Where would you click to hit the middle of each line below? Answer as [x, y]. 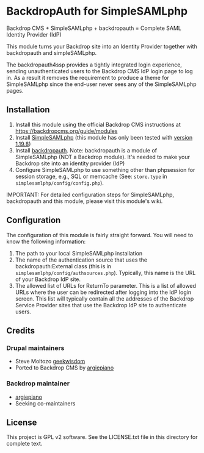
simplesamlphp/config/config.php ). [59, 183]
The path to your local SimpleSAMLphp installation [79, 253]
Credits [21, 330]
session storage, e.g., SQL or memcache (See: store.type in [91, 176]
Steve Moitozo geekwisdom [50, 362]
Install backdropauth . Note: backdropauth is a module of [86, 150]
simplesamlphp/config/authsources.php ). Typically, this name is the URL [105, 273]
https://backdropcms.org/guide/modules [66, 131]
